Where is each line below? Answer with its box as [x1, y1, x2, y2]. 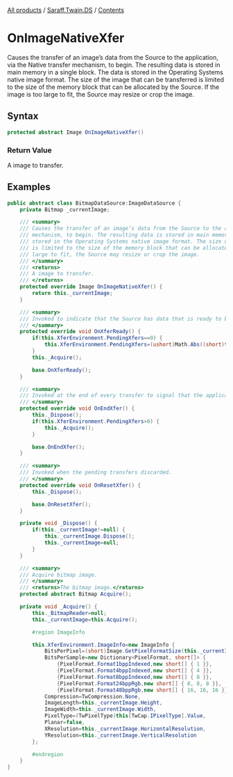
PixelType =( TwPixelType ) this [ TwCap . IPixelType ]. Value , [44, 712, 207, 719]
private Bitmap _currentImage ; [19, 206, 110, 213]
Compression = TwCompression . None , [44, 693, 141, 700]
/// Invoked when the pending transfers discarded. [19, 469, 172, 476]
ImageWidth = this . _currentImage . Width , [44, 706, 157, 713]
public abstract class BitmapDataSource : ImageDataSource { [7, 200, 182, 207]
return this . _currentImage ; [32, 290, 113, 297]
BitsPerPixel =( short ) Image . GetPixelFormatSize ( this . [44, 648, 200, 655]
